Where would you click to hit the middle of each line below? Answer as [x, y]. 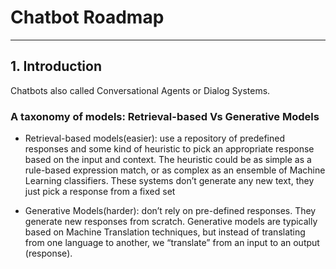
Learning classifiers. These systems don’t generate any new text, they [169, 181]
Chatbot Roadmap [87, 17]
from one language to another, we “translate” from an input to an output [172, 243]
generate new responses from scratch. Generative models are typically [171, 222]
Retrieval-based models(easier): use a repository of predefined [154, 138]
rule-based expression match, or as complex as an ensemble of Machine [175, 170]
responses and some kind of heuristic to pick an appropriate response [169, 149]
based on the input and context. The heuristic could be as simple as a [168, 160]
